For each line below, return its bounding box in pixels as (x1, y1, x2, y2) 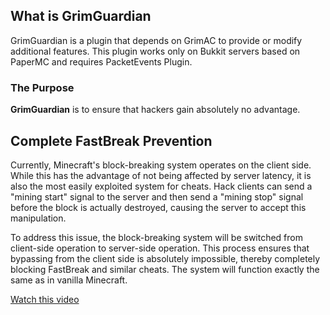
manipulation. (10, 212, 67, 224)
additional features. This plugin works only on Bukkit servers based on (10, 45, 301, 57)
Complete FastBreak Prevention (10, 132, 213, 149)
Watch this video (10, 293, 80, 305)
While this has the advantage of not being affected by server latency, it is (10, 169, 312, 181)
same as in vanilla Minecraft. (10, 274, 128, 286)
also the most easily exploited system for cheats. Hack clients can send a (10, 180, 313, 192)
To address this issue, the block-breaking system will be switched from (10, 231, 303, 243)
